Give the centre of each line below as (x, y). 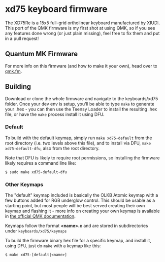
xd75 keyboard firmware (56, 9)
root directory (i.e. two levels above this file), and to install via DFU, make (78, 143)
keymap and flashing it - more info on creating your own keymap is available (82, 211)
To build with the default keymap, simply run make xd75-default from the (79, 138)
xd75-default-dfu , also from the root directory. (52, 148)
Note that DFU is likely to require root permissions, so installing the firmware (82, 158)
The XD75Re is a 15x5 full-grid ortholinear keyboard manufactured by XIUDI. (82, 23)
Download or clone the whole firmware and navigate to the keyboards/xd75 (82, 98)
